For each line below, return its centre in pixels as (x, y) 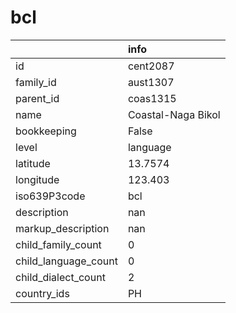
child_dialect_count (60, 277)
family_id (36, 82)
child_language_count (66, 261)
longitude (37, 179)
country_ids (42, 293)
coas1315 (152, 98)
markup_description (62, 228)
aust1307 (151, 82)
